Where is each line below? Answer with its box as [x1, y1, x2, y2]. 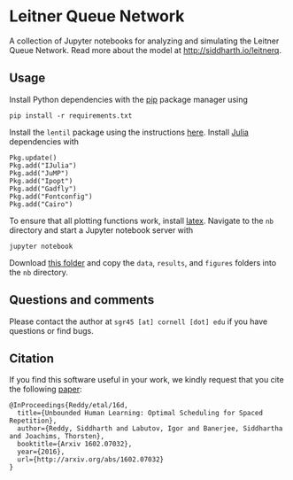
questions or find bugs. [9, 325, 95, 336]
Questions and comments [9, 292, 155, 307]
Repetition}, [9, 416, 58, 426]
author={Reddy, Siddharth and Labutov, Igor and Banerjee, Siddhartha [17, 424, 283, 433]
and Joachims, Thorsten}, [9, 432, 104, 441]
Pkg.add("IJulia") [9, 161, 77, 170]
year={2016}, [17, 447, 66, 457]
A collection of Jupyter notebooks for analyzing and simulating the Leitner [9, 35, 280, 46]
